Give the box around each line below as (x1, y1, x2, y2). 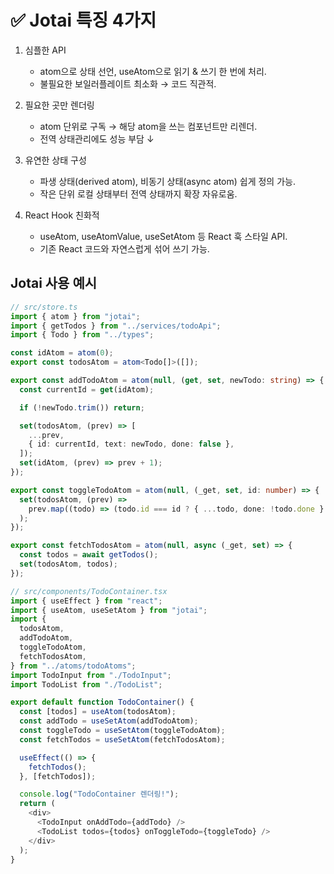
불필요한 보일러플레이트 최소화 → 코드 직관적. (39, 77, 217, 90)
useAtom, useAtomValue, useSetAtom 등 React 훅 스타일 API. (39, 230, 288, 242)
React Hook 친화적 (24, 209, 100, 221)
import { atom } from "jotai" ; (10, 311, 141, 321)
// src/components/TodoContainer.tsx (10, 586, 168, 596)
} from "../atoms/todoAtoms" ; (10, 661, 137, 671)
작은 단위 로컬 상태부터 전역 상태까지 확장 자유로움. (39, 187, 238, 200)
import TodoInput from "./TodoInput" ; (10, 670, 172, 680)
